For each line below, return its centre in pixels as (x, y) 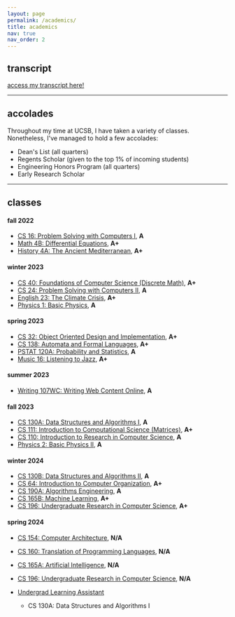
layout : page (26, 14)
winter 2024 (26, 461)
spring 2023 (26, 321)
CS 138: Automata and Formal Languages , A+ (83, 344)
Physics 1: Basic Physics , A (56, 305)
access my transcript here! (46, 85)
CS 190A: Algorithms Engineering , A (69, 491)
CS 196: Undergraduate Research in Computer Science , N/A (104, 578)
